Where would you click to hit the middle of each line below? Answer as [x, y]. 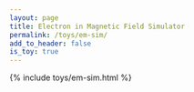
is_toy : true [34, 52]
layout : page [34, 18]
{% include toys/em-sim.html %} [71, 77]
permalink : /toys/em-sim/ [58, 35]
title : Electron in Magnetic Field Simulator [97, 26]
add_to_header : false [51, 43]
